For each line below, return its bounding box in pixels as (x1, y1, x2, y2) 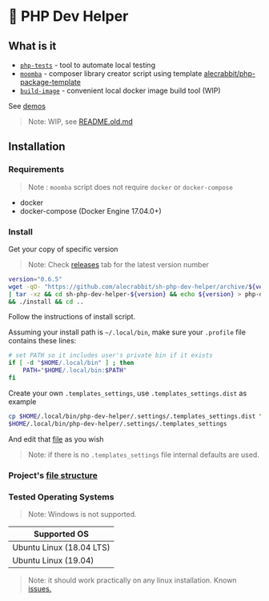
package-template (19, 78, 82, 86)
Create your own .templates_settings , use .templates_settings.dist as (8, 388, 247, 398)
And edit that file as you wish (8, 434, 104, 443)
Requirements (8, 164, 65, 175)
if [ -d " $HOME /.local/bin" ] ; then (8, 359, 134, 367)
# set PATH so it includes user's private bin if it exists (8, 351, 214, 359)
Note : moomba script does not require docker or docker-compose (27, 182, 234, 191)
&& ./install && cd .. (8, 298, 84, 306)
